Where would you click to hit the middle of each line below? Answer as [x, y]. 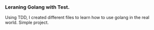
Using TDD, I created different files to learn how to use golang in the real [77, 18]
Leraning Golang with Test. [38, 7]
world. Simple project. [27, 22]
